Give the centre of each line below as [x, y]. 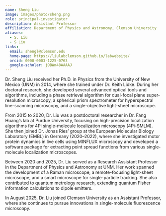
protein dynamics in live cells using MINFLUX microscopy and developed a [82, 142]
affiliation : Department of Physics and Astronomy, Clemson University [81, 28]
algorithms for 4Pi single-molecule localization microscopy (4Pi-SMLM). [79, 126]
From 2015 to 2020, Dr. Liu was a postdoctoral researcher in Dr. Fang [76, 115]
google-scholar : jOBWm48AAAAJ [41, 65]
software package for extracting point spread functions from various [75, 147]
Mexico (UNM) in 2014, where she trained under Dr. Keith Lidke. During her [82, 84]
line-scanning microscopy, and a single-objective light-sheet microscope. [81, 106]
